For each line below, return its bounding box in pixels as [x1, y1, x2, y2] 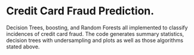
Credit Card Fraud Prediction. [6, 4, 155, 18]
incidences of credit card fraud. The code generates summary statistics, [6, 30, 184, 37]
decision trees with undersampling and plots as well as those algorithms [6, 36, 184, 44]
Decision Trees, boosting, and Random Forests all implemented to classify [6, 24, 188, 31]
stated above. [6, 43, 40, 50]
